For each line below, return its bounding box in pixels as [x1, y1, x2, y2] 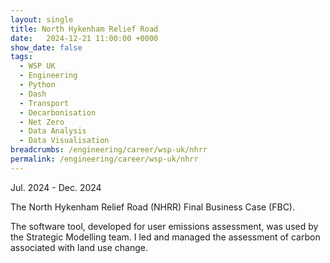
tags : [10, 52, 33, 62]
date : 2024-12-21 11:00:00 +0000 [10, 33, 159, 43]
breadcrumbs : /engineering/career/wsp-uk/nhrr [10, 145, 208, 155]
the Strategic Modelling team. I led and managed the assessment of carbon [10, 231, 321, 243]
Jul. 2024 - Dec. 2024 [10, 181, 102, 193]
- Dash [19, 89, 47, 99]
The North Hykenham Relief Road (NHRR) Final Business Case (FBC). [10, 201, 296, 213]
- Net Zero [19, 117, 65, 127]
